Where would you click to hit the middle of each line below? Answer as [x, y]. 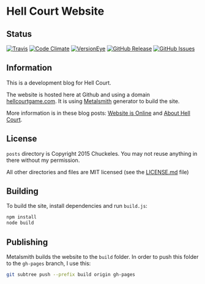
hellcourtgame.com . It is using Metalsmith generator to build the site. [93, 101]
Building [22, 191]
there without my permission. [43, 160]
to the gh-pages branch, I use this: [49, 263]
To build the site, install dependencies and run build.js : [77, 206]
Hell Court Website [55, 11]
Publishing [27, 242]
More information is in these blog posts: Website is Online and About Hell [99, 113]
